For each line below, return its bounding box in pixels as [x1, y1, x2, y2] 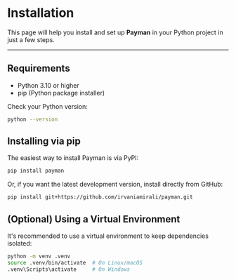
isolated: [7, 239, 32, 247]
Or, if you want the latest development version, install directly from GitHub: [7, 180, 223, 189]
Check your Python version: [7, 102, 88, 110]
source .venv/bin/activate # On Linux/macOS [7, 259, 143, 266]
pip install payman [7, 167, 65, 175]
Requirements [7, 62, 70, 74]
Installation [7, 5, 74, 21]
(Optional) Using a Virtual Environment [7, 213, 181, 225]
